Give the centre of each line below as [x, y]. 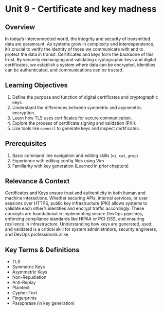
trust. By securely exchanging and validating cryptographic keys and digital [81, 59]
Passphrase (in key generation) [43, 303]
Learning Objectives [36, 85]
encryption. [24, 112]
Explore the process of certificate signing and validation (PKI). [74, 123]
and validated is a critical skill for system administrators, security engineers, [81, 229]
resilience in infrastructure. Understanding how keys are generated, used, [79, 224]
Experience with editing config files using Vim [58, 160]
